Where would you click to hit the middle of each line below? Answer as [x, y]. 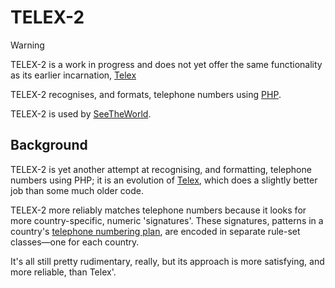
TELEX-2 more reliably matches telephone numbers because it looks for [158, 210]
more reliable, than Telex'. [63, 272]
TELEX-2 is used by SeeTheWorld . [81, 113]
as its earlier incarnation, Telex [73, 75]
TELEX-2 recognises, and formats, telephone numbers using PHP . [146, 94]
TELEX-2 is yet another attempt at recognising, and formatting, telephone [161, 169]
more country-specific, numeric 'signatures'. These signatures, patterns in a [167, 220]
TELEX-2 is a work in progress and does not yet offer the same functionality [166, 64]
